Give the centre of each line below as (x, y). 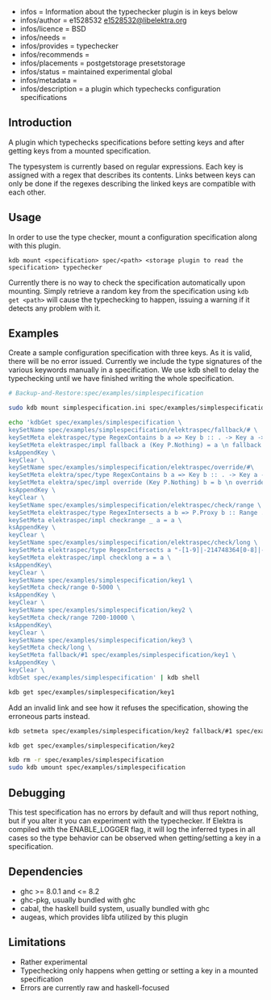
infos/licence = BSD (53, 29)
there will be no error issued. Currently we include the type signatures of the (135, 362)
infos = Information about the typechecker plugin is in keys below (129, 12)
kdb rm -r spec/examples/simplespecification (86, 760)
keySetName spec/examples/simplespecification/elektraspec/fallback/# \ (133, 430)
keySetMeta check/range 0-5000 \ (65, 588)
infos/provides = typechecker (69, 46)
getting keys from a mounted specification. (80, 151)
